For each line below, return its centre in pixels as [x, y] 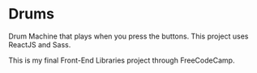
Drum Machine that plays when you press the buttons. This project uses [128, 36]
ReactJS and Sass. [40, 44]
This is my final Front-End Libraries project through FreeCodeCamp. [122, 60]
